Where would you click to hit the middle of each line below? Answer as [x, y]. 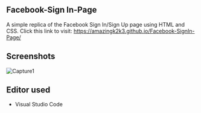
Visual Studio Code [39, 105]
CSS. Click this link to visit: [39, 31]
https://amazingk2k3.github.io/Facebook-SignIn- [134, 31]
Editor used [28, 90]
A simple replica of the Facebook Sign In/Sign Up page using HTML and [96, 24]
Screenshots [31, 56]
